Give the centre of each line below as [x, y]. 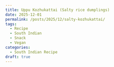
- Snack [18, 38]
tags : [11, 24]
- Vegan [18, 43]
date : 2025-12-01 [24, 15]
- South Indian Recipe [34, 52]
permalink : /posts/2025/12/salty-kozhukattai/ [55, 19]
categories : [18, 47]
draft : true [18, 57]
